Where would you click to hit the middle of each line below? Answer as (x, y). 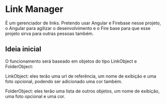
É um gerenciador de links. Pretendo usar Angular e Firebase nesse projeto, (83, 23)
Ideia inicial (23, 49)
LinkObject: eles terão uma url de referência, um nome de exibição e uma (81, 76)
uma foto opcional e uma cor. (35, 96)
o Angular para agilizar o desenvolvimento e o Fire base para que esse (78, 28)
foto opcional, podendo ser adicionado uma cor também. (64, 81)
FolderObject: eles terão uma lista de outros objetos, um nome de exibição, (82, 91)
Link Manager (34, 9)
